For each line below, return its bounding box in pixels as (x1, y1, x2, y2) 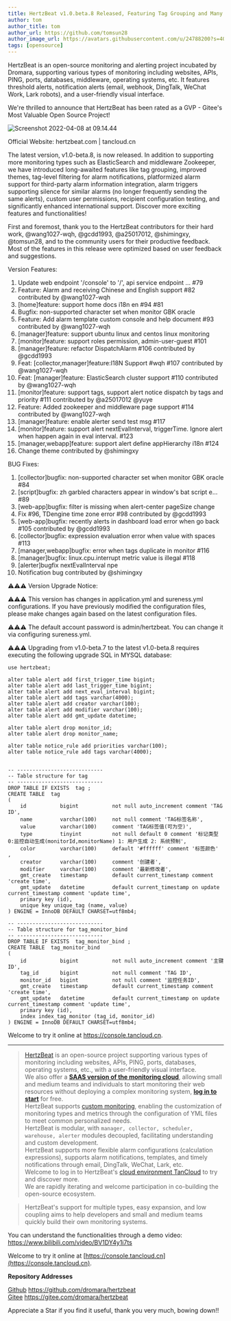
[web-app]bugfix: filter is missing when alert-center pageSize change (17, 503, 215, 511)
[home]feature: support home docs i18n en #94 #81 (17, 301, 164, 308)
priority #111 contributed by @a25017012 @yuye (17, 396, 153, 403)
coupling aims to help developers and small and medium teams (24, 1210, 203, 1218)
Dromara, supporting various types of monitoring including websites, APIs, (8, 68, 219, 76)
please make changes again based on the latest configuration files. (8, 610, 197, 618)
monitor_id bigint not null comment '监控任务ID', (20, 977, 201, 984)
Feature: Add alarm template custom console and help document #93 (17, 315, 215, 323)
